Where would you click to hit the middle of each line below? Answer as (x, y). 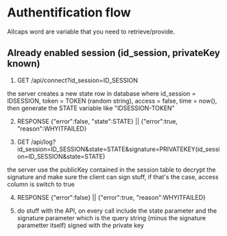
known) (24, 64)
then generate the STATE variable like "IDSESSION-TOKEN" (91, 108)
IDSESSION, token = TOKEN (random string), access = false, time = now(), (112, 101)
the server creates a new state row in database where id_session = (102, 93)
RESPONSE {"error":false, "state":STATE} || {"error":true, (97, 121)
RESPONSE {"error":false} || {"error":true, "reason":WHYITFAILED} (111, 197)
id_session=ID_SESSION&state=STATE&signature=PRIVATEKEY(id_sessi (119, 149)
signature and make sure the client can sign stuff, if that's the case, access (113, 176)
